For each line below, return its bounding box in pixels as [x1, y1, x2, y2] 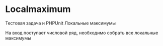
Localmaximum [5, 3, 71, 15]
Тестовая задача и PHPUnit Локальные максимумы [5, 20, 116, 26]
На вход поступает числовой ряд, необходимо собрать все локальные [5, 29, 158, 35]
